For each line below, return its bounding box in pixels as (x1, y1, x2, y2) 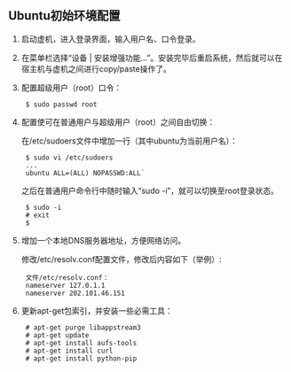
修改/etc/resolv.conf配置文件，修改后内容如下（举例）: (20, 253, 223, 264)
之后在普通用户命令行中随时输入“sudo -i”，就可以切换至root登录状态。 (20, 185, 279, 196)
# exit (25, 211, 50, 220)
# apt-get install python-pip (25, 353, 138, 363)
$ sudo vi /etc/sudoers (25, 153, 114, 162)
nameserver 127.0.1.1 (25, 281, 106, 290)
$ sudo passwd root (25, 100, 98, 109)
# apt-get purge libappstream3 (25, 322, 141, 332)
